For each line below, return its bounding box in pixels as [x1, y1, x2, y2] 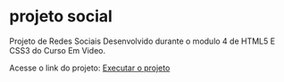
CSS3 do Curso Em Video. [9, 45, 106, 55]
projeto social [9, 6, 113, 27]
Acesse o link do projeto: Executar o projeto [9, 62, 171, 73]
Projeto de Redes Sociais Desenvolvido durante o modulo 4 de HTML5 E [9, 36, 275, 46]
